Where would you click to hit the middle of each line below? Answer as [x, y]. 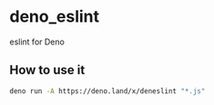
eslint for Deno [37, 42]
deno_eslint [55, 17]
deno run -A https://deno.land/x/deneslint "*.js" [107, 91]
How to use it [47, 70]
